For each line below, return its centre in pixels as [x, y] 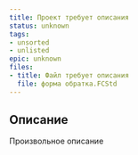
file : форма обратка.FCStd [67, 84]
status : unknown [39, 26]
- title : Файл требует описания [69, 76]
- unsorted [29, 42]
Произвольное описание [57, 141]
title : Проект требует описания [69, 17]
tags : [19, 34]
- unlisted [29, 51]
